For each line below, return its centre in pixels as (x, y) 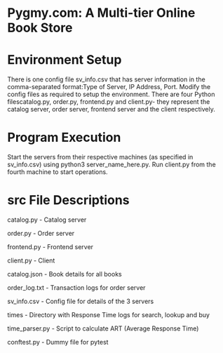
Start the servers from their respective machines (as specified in (100, 157)
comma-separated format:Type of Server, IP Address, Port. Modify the (109, 87)
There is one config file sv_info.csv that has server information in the (106, 79)
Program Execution (64, 138)
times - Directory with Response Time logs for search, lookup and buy (109, 315)
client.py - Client (31, 260)
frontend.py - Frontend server (50, 247)
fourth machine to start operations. (58, 172)
